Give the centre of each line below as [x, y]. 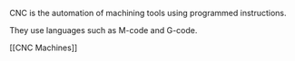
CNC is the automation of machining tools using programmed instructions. [148, 13]
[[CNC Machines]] [44, 48]
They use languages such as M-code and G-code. [103, 30]
